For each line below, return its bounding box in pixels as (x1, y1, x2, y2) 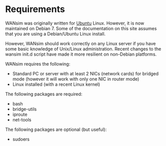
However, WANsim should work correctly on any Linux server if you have (5, 40, 156, 46)
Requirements (5, 4, 65, 15)
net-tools (12, 116, 32, 122)
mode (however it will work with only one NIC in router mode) (12, 76, 139, 82)
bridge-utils (12, 106, 37, 112)
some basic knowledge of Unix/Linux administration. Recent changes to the (5, 46, 161, 52)
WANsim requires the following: (5, 61, 70, 67)
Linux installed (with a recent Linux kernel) (12, 81, 100, 87)
